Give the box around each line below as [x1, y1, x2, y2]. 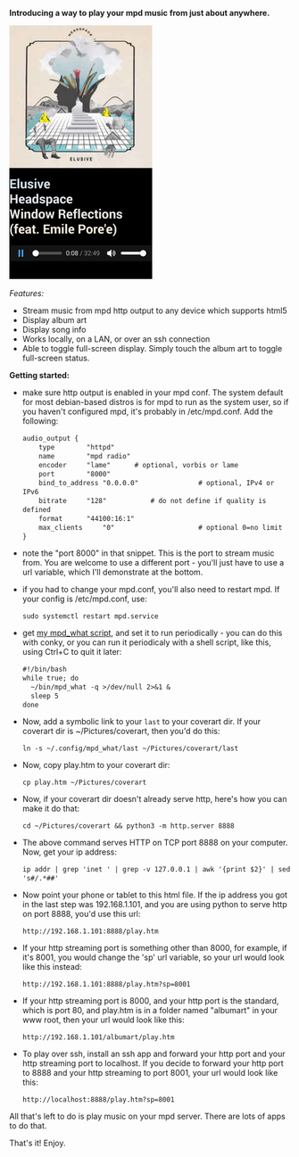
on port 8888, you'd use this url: [21, 909, 141, 919]
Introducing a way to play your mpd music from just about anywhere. [9, 8, 270, 18]
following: [21, 416, 59, 426]
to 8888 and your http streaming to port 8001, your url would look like [21, 1068, 278, 1078]
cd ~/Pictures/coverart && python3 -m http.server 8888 [21, 822, 235, 831]
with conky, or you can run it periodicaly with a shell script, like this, [21, 637, 272, 648]
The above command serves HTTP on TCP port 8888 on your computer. [21, 838, 288, 847]
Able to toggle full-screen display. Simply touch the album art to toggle [21, 343, 283, 353]
